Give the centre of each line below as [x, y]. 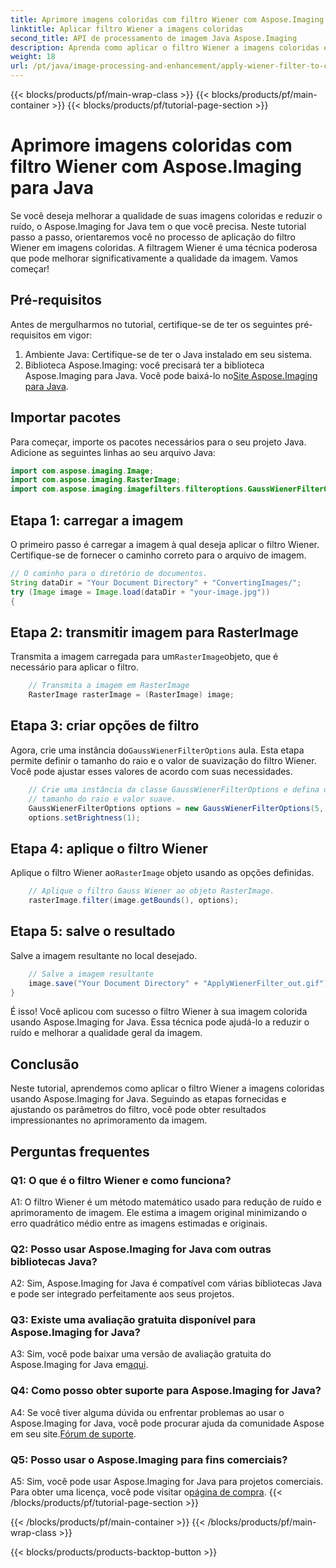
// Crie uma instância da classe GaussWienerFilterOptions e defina [174, 789]
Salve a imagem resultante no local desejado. [104, 955]
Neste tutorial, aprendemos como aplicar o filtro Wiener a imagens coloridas [167, 1088]
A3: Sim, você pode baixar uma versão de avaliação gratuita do [141, 1354]
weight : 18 [33, 57]
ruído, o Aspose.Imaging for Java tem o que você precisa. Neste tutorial [158, 226]
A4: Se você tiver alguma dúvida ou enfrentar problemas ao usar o [147, 1412]
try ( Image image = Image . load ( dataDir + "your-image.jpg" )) [140, 592]
